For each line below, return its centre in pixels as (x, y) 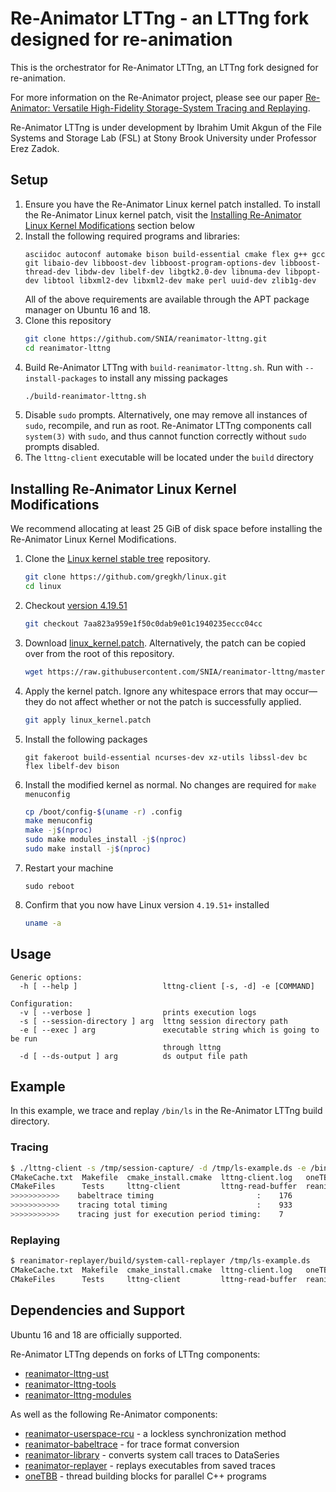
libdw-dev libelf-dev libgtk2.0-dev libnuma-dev (177, 272)
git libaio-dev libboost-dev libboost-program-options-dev (150, 263)
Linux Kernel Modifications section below (109, 225)
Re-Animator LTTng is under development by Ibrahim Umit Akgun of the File (166, 127)
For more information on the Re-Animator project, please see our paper (156, 97)
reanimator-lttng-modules (78, 1394)
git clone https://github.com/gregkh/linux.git (125, 577)
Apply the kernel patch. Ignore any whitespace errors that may (153, 691)
